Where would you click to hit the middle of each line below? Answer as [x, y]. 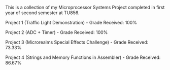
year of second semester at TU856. [42, 13]
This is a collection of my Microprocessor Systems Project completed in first [85, 7]
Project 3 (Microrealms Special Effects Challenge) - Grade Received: [77, 42]
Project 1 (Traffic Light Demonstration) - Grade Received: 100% [71, 23]
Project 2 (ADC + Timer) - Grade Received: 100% [57, 32]
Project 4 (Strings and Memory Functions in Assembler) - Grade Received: [83, 57]
